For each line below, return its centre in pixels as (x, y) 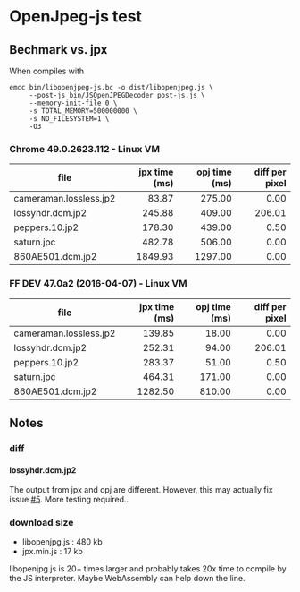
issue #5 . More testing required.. (69, 500)
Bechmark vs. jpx (58, 50)
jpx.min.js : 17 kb (52, 552)
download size (42, 523)
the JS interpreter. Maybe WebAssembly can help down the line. (127, 579)
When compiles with (47, 71)
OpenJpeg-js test (76, 17)
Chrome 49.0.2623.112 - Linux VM (85, 149)
